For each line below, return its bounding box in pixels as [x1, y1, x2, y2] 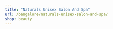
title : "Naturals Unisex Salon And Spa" [5, 7, 91, 12]
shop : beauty [5, 16, 32, 21]
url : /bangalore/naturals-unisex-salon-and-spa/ [5, 12, 108, 17]
